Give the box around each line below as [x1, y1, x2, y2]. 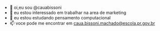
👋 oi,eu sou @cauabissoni [9, 5, 62, 10]
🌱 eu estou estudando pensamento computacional [9, 15, 111, 20]
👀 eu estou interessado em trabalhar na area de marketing [9, 10, 126, 15]
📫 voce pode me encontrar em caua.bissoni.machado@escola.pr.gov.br [9, 20, 156, 26]
